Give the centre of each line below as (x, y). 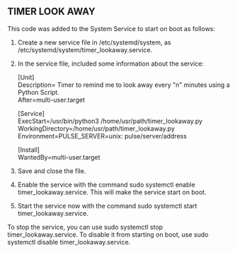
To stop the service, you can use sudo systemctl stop (85, 227)
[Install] (29, 149)
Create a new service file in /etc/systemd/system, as (94, 42)
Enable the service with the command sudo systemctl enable (106, 184)
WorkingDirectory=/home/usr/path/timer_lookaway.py (96, 128)
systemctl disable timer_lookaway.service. (69, 242)
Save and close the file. (52, 171)
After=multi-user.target (51, 100)
